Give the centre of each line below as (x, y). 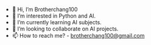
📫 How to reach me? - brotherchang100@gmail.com (78, 36)
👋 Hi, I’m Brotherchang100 (45, 9)
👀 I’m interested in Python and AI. (54, 16)
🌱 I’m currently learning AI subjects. (57, 22)
